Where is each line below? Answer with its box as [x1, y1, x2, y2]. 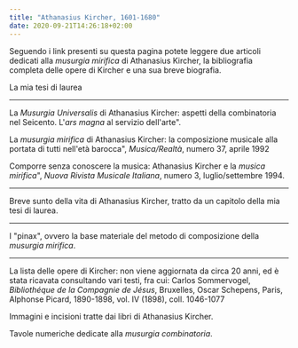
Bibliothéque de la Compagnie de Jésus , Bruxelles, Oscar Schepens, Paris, [9, 284, 284, 295]
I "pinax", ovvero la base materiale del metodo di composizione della [9, 230, 260, 241]
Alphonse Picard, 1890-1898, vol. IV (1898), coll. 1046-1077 [9, 294, 225, 304]
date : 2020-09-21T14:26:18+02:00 [9, 21, 133, 30]
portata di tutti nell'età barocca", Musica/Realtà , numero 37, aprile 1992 [9, 143, 270, 154]
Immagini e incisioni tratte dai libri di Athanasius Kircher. [9, 311, 214, 321]
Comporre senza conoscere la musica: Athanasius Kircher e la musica [9, 161, 266, 171]
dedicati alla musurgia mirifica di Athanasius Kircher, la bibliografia [9, 55, 253, 66]
